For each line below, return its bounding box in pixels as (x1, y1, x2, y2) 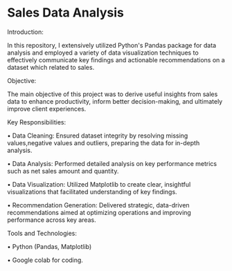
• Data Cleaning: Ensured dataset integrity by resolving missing (7, 131, 188, 140)
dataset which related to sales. (7, 63, 95, 71)
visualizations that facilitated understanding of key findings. (7, 187, 178, 196)
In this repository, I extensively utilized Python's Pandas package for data (7, 41, 217, 49)
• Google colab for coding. (7, 256, 83, 264)
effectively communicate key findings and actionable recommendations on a (7, 55, 225, 64)
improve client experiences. (7, 104, 87, 113)
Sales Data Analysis (7, 5, 125, 21)
